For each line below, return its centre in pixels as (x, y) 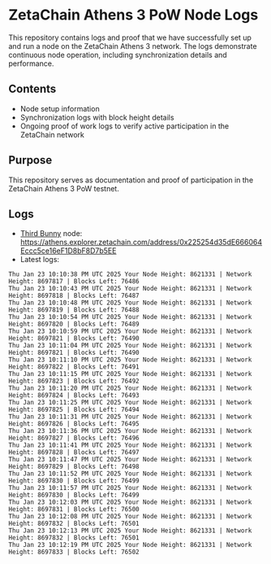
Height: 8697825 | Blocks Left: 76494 (74, 410)
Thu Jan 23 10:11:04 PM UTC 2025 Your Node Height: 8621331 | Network (130, 346)
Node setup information (60, 108)
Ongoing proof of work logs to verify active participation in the (125, 126)
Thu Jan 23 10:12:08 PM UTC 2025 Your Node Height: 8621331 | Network (130, 517)
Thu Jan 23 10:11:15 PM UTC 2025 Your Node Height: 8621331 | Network (130, 374)
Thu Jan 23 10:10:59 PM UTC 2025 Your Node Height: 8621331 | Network (130, 331)
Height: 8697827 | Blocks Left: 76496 (74, 438)
